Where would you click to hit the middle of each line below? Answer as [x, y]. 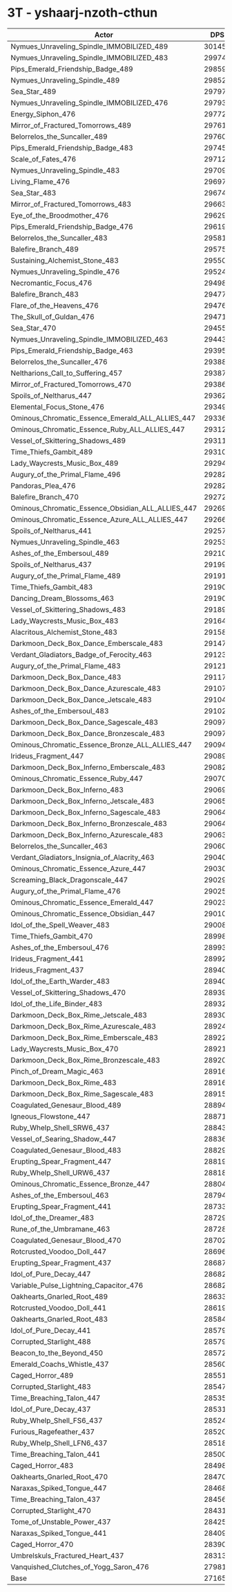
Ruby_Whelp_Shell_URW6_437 [60, 1173]
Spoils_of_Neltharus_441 [51, 530]
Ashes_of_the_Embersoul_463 [60, 1195]
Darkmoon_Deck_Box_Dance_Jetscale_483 [81, 699]
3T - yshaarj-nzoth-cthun [83, 13]
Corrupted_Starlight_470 [51, 1510]
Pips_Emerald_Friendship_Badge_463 [72, 350]
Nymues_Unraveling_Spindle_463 [65, 542]
